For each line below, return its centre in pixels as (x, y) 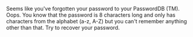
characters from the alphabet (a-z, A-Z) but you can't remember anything (96, 21)
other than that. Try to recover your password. (63, 27)
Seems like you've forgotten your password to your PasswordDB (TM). (93, 9)
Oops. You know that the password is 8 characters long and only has (91, 15)
